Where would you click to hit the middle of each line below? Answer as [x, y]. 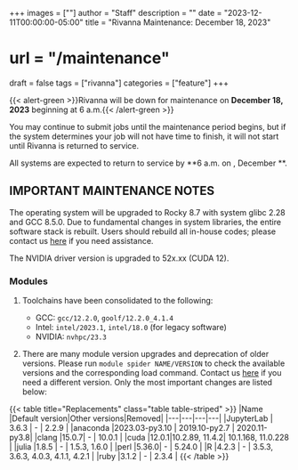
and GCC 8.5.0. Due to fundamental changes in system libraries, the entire [145, 222]
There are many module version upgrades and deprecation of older [145, 354]
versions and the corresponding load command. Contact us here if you [152, 373]
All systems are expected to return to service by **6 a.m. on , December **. [148, 163]
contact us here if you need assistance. [81, 240]
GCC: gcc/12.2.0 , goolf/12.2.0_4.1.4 [104, 318]
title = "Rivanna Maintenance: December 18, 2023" [178, 22]
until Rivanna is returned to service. [74, 145]
